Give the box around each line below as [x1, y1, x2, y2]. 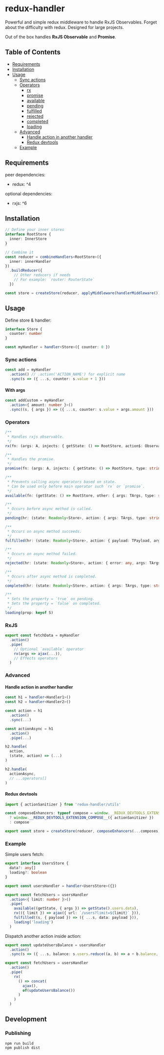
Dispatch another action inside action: [5, 933, 82, 939]
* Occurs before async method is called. [7, 506, 93, 511]
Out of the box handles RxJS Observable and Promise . [5, 34, 116, 40]
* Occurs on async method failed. [7, 552, 78, 556]
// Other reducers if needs [14, 273, 71, 277]
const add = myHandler [5, 367, 51, 373]
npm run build [5, 1041, 34, 1046]
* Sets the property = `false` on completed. [7, 601, 102, 606]
